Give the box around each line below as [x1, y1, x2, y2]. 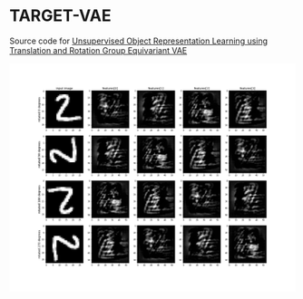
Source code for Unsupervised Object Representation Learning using [9, 35, 269, 46]
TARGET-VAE [9, 5, 112, 26]
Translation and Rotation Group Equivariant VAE [9, 44, 188, 55]
